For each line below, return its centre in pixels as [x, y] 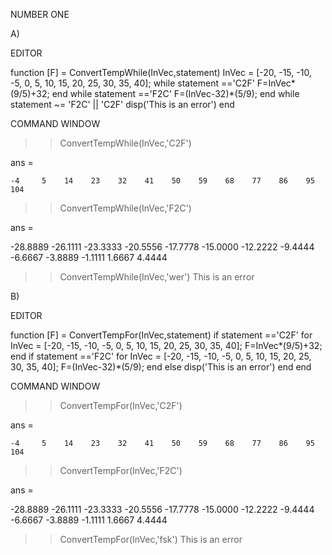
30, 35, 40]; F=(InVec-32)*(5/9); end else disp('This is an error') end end [161, 367]
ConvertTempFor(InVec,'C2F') [121, 405]
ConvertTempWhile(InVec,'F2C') [125, 208]
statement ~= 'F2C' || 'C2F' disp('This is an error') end [122, 104]
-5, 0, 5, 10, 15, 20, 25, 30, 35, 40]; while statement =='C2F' [132, 83]
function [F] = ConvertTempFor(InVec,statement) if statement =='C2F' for [161, 335]
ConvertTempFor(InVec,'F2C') [121, 470]
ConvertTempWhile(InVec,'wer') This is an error [157, 277]
